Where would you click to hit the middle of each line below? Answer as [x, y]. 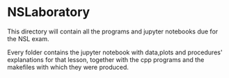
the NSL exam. [28, 38]
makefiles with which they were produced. [68, 67]
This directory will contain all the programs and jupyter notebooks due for [113, 31]
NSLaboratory [49, 12]
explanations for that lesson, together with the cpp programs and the [106, 59]
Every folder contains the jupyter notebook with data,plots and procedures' [115, 52]
